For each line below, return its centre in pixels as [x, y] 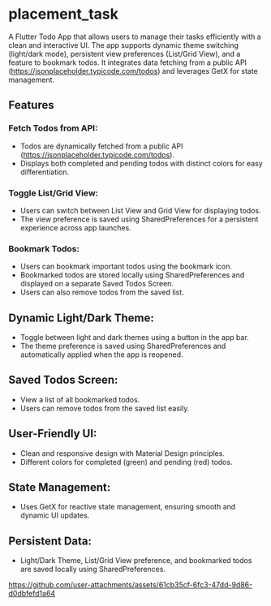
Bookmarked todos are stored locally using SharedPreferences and [132, 275]
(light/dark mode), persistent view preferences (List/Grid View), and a [125, 54]
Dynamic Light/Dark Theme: [81, 318]
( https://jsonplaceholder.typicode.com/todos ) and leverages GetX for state [133, 71]
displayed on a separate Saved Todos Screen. [97, 284]
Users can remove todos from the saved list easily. [105, 408]
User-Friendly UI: [53, 434]
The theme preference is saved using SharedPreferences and [123, 346]
